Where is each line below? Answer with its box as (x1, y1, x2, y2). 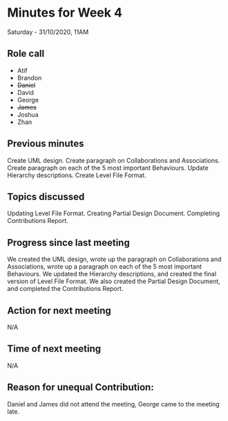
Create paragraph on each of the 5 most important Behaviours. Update (7, 163, 209, 172)
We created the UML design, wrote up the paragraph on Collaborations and (7, 255, 222, 264)
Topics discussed (7, 190, 85, 202)
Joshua (17, 110, 39, 118)
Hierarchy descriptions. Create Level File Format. (7, 171, 146, 179)
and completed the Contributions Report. (7, 285, 124, 293)
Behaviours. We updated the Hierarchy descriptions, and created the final (7, 270, 216, 278)
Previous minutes (7, 138, 84, 150)
